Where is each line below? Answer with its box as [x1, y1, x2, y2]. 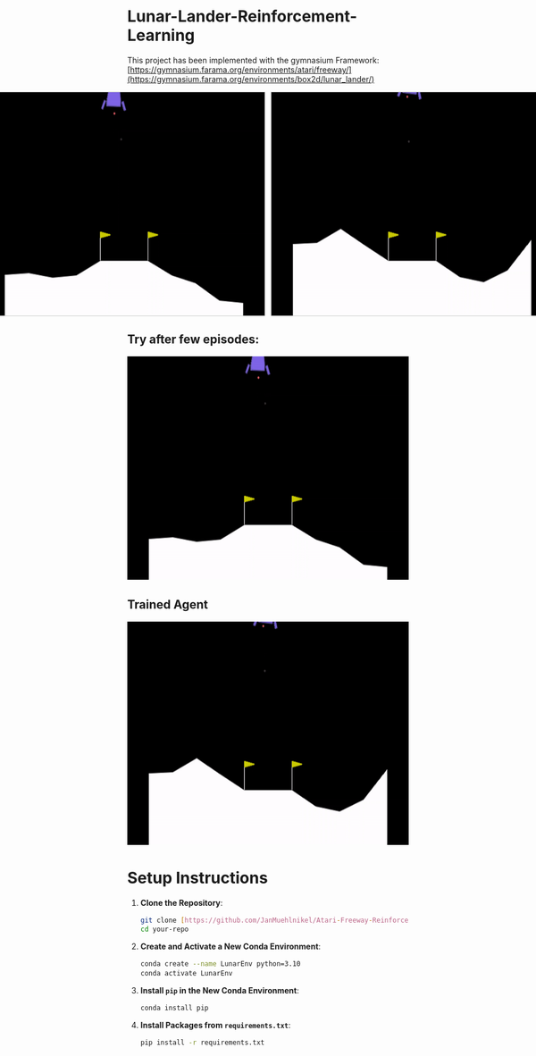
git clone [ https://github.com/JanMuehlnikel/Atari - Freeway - [139, 916, 373, 925]
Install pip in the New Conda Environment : [139, 985, 299, 995]
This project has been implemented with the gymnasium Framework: [127, 54, 380, 65]
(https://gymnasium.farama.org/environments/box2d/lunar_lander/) [127, 73, 375, 84]
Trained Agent [127, 597, 209, 613]
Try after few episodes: [127, 332, 260, 348]
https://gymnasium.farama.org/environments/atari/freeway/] [130, 64, 352, 75]
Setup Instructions [127, 867, 268, 888]
